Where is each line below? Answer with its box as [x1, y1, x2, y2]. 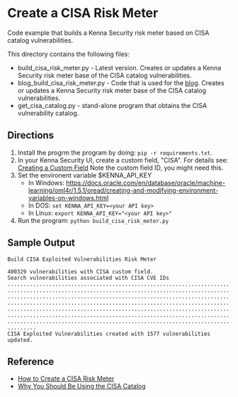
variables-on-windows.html [28, 193, 109, 202]
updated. [7, 336, 33, 344]
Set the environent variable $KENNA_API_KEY [17, 170, 152, 179]
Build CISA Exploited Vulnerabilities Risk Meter [7, 256, 157, 263]
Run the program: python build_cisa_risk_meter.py [17, 216, 169, 224]
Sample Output [7, 236, 76, 249]
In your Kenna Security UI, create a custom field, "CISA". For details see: [17, 156, 229, 164]
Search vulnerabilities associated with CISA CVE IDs [7, 274, 170, 281]
